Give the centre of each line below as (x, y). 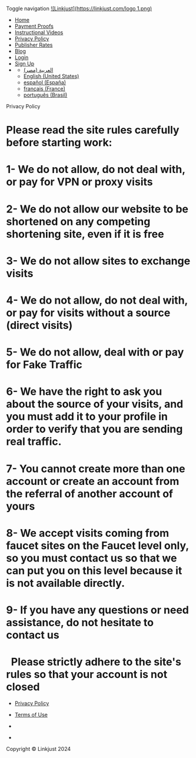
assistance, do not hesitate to (80, 622)
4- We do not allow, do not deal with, (97, 300)
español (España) (45, 82)
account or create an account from (93, 481)
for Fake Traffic (44, 365)
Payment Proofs (34, 26)
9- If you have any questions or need (98, 610)
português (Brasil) (45, 95)
